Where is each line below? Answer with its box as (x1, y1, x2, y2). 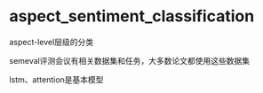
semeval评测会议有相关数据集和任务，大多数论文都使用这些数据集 (9, 55, 251, 66)
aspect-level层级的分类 (9, 36, 94, 47)
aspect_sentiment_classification (9, 6, 255, 27)
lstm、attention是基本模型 (9, 74, 104, 85)
